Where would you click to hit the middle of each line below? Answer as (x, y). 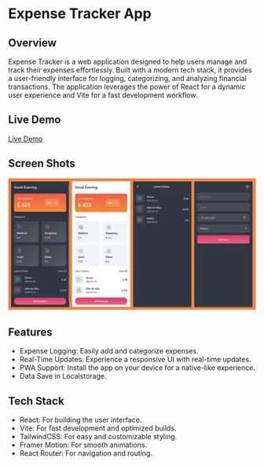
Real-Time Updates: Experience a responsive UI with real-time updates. (135, 360)
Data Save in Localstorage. (63, 376)
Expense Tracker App (80, 14)
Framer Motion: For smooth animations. (83, 445)
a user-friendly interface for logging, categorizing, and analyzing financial (128, 78)
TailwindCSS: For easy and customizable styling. (98, 436)
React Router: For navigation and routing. (86, 453)
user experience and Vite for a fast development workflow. (103, 95)
